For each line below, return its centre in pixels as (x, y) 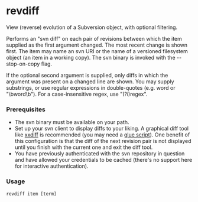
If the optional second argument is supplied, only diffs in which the (87, 75)
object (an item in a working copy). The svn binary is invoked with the (91, 57)
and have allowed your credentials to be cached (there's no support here (103, 160)
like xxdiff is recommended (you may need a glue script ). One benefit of (102, 135)
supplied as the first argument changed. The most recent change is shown (97, 45)
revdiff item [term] (32, 194)
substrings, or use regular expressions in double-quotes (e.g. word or (91, 87)
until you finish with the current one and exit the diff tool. (84, 147)
